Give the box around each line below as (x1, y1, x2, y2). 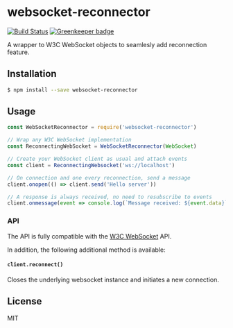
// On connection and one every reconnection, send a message (7, 174, 191, 181)
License (7, 295, 42, 307)
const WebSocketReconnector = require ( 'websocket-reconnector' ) (7, 124, 197, 131)
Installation (7, 68, 57, 80)
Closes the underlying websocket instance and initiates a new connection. (7, 275, 220, 284)
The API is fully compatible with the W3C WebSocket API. (7, 232, 172, 240)
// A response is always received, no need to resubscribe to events (7, 193, 213, 200)
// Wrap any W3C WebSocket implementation (7, 137, 132, 144)
